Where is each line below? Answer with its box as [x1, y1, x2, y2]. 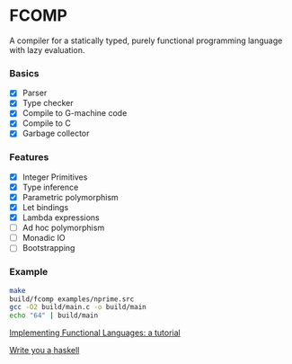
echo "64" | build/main [9, 311, 99, 320]
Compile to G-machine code [22, 108, 128, 119]
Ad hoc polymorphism [22, 222, 105, 234]
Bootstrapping [22, 243, 75, 253]
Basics [9, 67, 40, 79]
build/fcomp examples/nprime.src [9, 294, 135, 304]
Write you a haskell [9, 345, 80, 356]
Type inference [22, 182, 79, 192]
